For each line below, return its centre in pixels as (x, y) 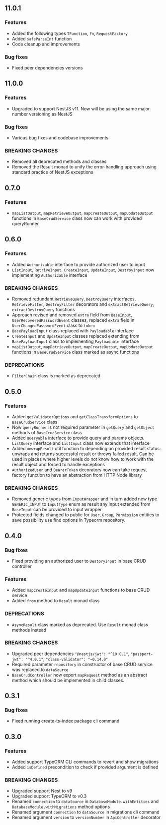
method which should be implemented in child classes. (68, 680)
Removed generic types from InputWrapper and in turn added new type (84, 499)
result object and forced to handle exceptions (58, 464)
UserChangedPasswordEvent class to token (53, 325)
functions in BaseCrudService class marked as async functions (76, 352)
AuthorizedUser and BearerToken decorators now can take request (79, 470)
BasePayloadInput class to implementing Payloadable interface (75, 341)
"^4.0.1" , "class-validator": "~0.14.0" (67, 659)
